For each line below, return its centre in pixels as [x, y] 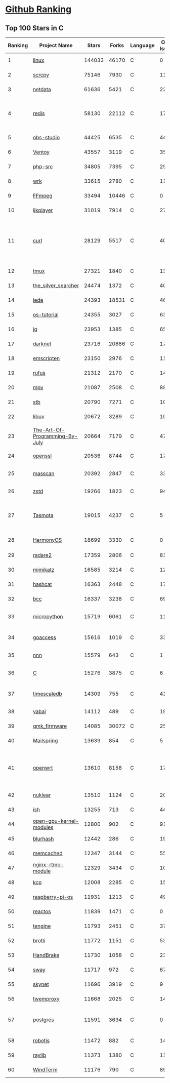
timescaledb [47, 694]
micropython [48, 616]
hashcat [42, 584]
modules [43, 827]
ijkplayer [43, 210]
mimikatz [44, 570]
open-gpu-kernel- [56, 821]
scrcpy [41, 75]
